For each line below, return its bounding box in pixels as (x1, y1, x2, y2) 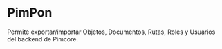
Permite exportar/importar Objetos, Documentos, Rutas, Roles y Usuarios (7, 28, 216, 36)
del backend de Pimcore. (7, 35, 78, 43)
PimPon (7, 5, 53, 21)
